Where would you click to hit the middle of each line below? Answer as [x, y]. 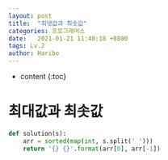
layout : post [30, 16]
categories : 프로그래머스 [47, 31]
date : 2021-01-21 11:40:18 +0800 [68, 38]
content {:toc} [43, 76]
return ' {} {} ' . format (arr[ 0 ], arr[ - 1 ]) [92, 149]
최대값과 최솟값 [56, 112]
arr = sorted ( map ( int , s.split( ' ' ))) [88, 141]
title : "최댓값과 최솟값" [48, 23]
